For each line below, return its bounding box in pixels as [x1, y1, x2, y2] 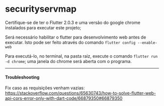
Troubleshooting [5, 74, 40, 80]
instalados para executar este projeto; [5, 24, 82, 30]
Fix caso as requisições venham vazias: [5, 85, 85, 91]
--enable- [137, 40, 158, 45]
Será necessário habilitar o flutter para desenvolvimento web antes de [5, 34, 146, 40]
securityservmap [5, 3, 77, 15]
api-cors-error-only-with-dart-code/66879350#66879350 [5, 95, 123, 101]
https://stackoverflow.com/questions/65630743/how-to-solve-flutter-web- [5, 90, 156, 96]
